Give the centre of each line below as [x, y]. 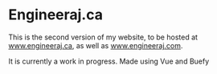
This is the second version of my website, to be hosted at [103, 37]
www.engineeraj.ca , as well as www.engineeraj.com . [96, 45]
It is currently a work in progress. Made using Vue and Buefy [109, 61]
